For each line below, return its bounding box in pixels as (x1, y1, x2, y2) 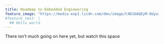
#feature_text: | (5, 16, 41, 21)
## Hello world (9, 20, 41, 25)
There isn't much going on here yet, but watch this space (5, 33, 120, 39)
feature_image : (5, 11, 36, 16)
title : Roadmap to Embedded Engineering (5, 7, 89, 12)
